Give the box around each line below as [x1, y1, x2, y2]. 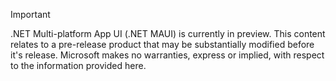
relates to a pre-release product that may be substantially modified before [10, 39, 315, 50]
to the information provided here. [10, 60, 147, 71]
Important [10, 9, 51, 20]
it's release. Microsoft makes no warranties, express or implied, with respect [10, 49, 325, 61]
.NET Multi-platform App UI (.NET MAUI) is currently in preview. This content [10, 28, 326, 39]
